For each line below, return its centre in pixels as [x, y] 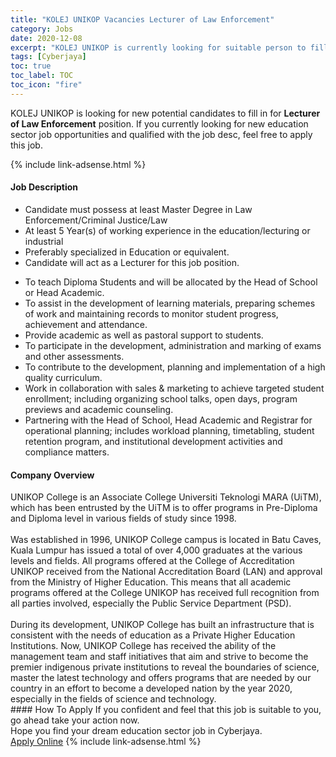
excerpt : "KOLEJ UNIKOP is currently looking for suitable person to [158, 47]
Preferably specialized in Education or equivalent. [127, 252]
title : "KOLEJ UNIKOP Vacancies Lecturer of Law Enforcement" [142, 19]
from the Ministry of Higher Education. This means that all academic [151, 582]
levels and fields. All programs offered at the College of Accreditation [152, 561]
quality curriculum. [63, 377]
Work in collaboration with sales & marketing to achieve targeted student [174, 388]
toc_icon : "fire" [46, 85]
